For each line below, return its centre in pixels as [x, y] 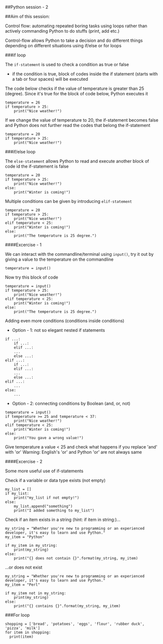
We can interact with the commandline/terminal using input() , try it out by [80, 254]
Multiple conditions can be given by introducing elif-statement [69, 201]
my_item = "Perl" [23, 585]
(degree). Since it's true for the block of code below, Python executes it [77, 94]
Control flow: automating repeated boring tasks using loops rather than [76, 26]
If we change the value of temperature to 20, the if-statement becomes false [82, 120]
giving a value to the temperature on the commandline [59, 259]
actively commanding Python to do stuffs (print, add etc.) [62, 31]
